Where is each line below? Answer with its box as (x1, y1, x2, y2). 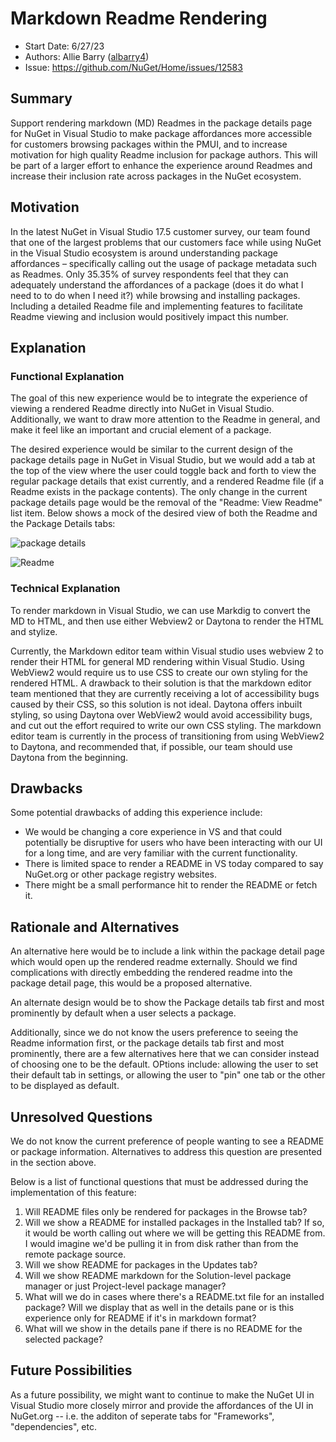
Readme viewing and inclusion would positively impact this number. (10, 310, 289, 322)
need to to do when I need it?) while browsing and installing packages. (10, 289, 301, 301)
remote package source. (24, 1248, 127, 1260)
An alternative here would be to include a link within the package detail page (10, 945, 325, 957)
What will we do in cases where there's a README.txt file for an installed (24, 1290, 325, 1302)
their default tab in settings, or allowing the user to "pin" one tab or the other (10, 1069, 326, 1081)
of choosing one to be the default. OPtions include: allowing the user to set (10, 1058, 319, 1071)
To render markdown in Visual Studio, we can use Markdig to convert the (10, 604, 311, 616)
